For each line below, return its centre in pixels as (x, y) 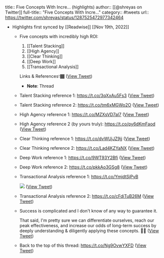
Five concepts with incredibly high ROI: (59, 36)
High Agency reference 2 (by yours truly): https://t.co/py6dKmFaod (87, 124)
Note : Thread (40, 86)
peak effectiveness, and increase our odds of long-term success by (88, 225)
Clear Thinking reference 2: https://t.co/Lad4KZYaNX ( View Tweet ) (87, 148)
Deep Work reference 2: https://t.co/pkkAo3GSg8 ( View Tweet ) (83, 167)
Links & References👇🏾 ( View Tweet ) (56, 76)
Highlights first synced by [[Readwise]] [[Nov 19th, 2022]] (70, 27)
